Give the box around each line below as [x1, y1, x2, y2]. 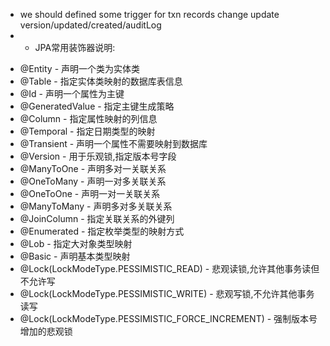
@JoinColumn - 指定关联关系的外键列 [19, 213, 175, 224]
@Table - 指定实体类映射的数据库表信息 [19, 75, 183, 87]
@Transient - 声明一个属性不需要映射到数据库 [19, 138, 208, 149]
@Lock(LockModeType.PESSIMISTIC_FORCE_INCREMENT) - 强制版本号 [19, 313, 318, 324]
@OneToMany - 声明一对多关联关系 [19, 175, 167, 187]
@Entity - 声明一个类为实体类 [19, 63, 141, 74]
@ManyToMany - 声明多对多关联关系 [19, 200, 173, 212]
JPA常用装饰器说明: [34, 42, 116, 53]
